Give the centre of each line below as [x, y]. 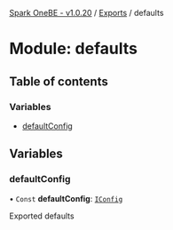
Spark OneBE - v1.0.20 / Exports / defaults [86, 13]
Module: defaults [73, 49]
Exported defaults [42, 216]
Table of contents [59, 81]
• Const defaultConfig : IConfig [66, 198]
